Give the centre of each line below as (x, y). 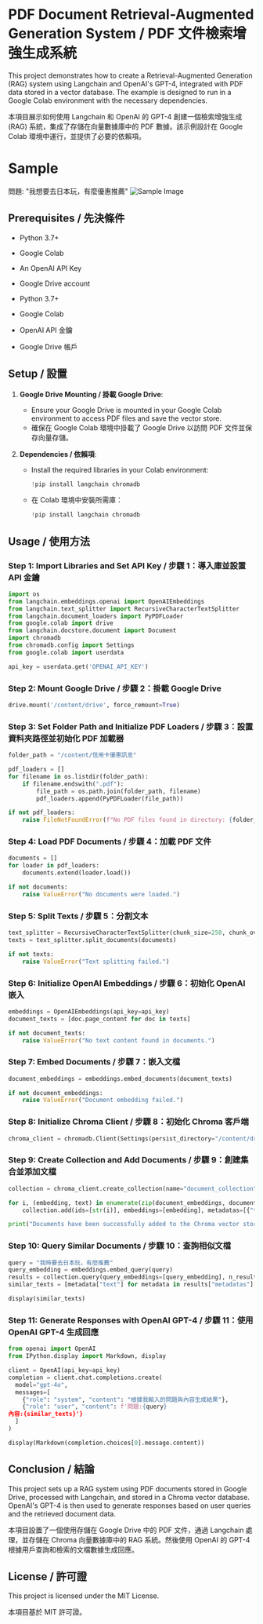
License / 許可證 (48, 1577)
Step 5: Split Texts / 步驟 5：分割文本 (78, 916)
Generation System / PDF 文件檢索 (121, 34)
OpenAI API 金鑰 (46, 330)
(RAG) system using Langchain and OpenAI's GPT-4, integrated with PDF (126, 83)
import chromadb (34, 638)
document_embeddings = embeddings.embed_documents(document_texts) (121, 1078)
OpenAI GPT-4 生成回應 (54, 1332)
